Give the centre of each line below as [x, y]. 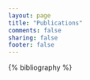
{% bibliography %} [40, 67]
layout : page [30, 15]
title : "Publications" [45, 23]
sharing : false [33, 38]
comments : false [35, 30]
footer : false [32, 45]
